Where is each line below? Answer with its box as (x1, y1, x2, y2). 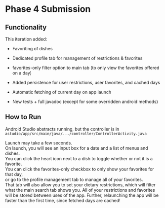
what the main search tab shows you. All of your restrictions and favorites (5, 187, 155, 193)
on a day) (12, 70, 32, 76)
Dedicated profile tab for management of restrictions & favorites (12, 55, 143, 61)
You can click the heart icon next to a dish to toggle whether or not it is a (5, 155, 153, 161)
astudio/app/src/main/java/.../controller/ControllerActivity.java (5, 131, 147, 136)
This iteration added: (5, 36, 47, 42)
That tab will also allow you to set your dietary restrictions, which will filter (5, 181, 156, 188)
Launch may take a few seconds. (5, 139, 73, 146)
